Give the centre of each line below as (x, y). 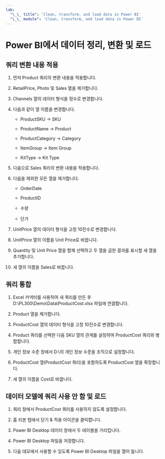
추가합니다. (24, 257)
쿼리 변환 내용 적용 (32, 65)
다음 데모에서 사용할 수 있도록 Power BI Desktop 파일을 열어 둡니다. (78, 451)
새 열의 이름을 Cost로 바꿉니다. (43, 379)
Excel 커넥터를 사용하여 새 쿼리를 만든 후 (52, 297)
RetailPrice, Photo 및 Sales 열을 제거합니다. (55, 88)
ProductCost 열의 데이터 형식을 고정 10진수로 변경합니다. (68, 325)
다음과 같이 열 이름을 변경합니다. (44, 109)
